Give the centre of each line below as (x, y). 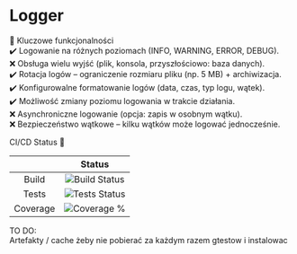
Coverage (35, 208)
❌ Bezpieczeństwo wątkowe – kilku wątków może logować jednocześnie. (145, 124)
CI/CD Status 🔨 (37, 142)
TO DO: (23, 231)
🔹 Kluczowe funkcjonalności (62, 40)
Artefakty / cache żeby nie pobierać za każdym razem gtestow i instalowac (148, 240)
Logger (37, 16)
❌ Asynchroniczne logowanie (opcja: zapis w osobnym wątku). (126, 114)
